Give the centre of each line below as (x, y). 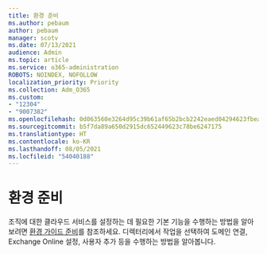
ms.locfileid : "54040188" (51, 156)
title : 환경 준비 (34, 16)
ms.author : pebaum (39, 23)
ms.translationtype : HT (48, 134)
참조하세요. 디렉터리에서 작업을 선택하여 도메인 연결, (167, 232)
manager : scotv (33, 38)
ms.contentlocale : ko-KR (49, 141)
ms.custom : (26, 97)
